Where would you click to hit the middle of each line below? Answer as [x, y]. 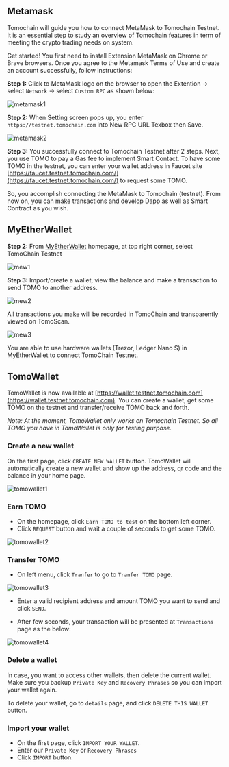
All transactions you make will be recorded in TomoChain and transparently [113, 314]
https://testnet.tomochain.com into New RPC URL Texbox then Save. [105, 124]
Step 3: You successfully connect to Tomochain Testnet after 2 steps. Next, [113, 151]
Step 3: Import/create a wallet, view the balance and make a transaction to [112, 280]
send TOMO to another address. [52, 287]
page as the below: [44, 629]
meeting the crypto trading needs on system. [71, 42]
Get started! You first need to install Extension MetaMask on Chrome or [107, 56]
